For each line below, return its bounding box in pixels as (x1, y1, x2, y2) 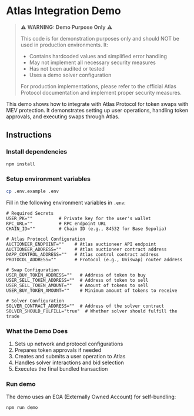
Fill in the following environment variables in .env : (6, 199, 126, 206)
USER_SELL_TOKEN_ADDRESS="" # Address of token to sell (6, 277, 149, 283)
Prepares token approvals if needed (14, 346, 102, 354)
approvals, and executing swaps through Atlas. (6, 113, 120, 120)
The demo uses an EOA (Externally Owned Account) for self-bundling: (6, 393, 176, 401)
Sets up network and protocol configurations (14, 340, 123, 347)
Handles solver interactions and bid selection (14, 359, 125, 366)
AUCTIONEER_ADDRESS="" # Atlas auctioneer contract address (6, 246, 167, 252)
